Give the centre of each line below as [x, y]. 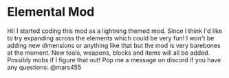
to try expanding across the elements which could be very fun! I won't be [111, 38]
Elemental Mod [51, 12]
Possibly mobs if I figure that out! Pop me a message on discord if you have [114, 60]
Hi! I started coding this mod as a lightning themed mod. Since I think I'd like [115, 31]
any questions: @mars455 [44, 67]
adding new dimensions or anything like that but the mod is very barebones [114, 45]
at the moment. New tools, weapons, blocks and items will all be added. [109, 53]
